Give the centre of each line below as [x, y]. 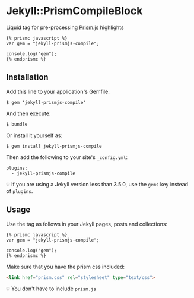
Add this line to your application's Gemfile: [58, 91]
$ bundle [17, 124]
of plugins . [20, 191]
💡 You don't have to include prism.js [51, 289]
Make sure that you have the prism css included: [66, 267]
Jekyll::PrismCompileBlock [74, 11]
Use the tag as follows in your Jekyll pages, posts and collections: [87, 224]
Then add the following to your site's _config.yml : [67, 157]
